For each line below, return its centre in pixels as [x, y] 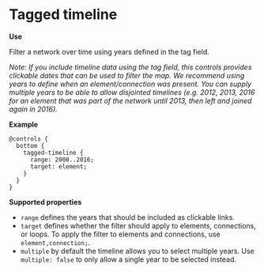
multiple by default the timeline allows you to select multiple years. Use [138, 251]
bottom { [30, 145]
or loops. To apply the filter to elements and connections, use [120, 234]
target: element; [58, 166]
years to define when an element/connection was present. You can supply [130, 84]
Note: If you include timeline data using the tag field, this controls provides [130, 67]
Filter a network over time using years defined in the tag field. [109, 51]
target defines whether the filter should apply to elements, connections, [138, 225]
